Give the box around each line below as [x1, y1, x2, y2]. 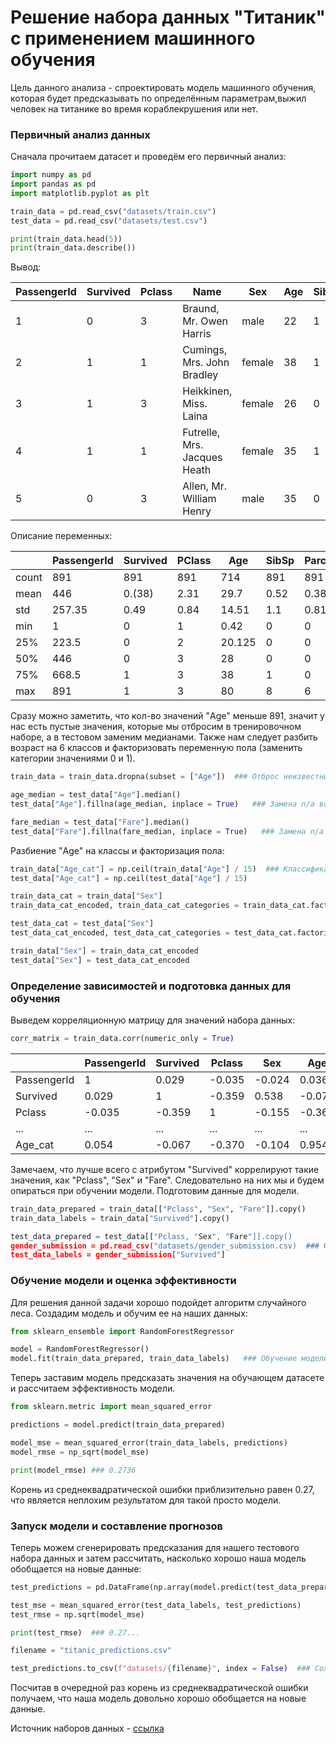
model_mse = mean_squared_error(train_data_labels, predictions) [10, 1437, 288, 1448]
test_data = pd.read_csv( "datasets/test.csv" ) [10, 216, 208, 226]
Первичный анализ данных [10, 127, 152, 141]
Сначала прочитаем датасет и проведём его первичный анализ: [10, 151, 287, 163]
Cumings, [182, 343, 228, 357]
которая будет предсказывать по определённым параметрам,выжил [10, 92, 307, 104]
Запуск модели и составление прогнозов [10, 1519, 223, 1533]
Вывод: [10, 261, 42, 273]
